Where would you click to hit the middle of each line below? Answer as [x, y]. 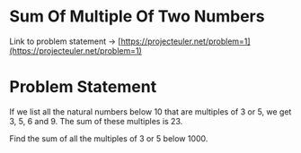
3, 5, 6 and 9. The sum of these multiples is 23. [96, 121]
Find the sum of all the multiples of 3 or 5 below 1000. [109, 138]
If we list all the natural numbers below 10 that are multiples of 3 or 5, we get [150, 111]
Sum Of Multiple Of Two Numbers [137, 17]
